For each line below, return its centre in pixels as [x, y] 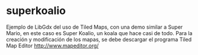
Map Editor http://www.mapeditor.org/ [53, 46]
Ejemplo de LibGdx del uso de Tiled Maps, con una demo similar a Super [95, 27]
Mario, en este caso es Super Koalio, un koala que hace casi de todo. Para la [99, 33]
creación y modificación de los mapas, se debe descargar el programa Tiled [99, 39]
